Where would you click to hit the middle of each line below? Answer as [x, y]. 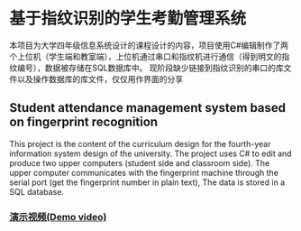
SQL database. [37, 191]
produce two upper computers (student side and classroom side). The [140, 162]
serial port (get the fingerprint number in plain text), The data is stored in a [147, 182]
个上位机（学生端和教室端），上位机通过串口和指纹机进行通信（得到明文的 [146, 56]
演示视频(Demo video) [58, 217]
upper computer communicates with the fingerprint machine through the [144, 172]
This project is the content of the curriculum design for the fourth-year [140, 143]
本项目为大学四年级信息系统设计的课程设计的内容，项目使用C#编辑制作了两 [149, 45]
